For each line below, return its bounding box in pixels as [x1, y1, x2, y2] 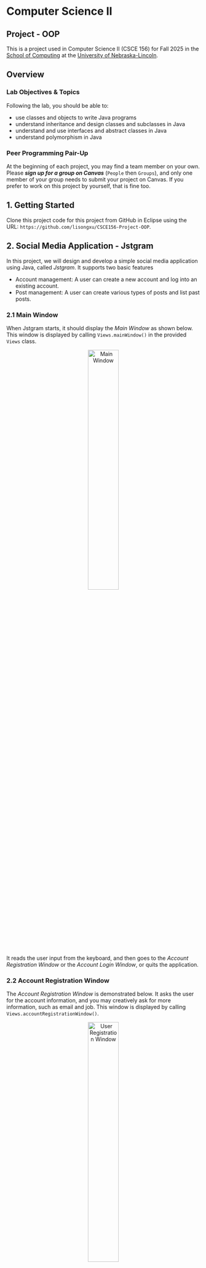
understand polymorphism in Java [15, 133, 103, 141]
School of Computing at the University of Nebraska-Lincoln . [6, 52, 159, 59]
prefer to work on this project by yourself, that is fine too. [6, 182, 151, 189]
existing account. [15, 282, 60, 290]
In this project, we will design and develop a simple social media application [6, 257, 198, 264]
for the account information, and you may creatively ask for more [6, 997, 171, 1004]
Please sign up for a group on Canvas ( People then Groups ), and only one [6, 169, 192, 176]
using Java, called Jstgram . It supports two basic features [6, 263, 154, 271]
